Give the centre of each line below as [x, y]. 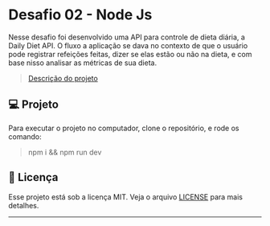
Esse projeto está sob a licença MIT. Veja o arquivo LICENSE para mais [126, 197]
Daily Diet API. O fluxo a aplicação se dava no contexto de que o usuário [128, 45]
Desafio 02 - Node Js [80, 15]
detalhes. [24, 205]
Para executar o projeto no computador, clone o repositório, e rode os [124, 128]
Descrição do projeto [63, 78]
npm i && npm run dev [65, 152]
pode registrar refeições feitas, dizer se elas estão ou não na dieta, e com [130, 54]
